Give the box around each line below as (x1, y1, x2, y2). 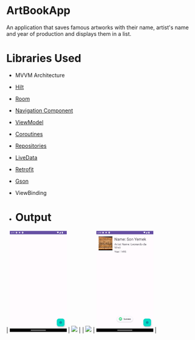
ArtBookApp (6, 4, 71, 18)
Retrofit (15, 165, 34, 173)
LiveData (15, 154, 38, 161)
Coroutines (15, 130, 43, 137)
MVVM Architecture (15, 71, 65, 79)
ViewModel (15, 118, 44, 126)
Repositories (15, 142, 47, 149)
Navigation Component (15, 107, 74, 114)
